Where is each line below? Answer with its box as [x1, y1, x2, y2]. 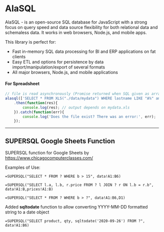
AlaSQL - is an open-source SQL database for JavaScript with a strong [5, 19, 147, 25]
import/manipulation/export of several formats [12, 64, 105, 70]
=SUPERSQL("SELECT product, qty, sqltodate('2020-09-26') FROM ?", [5, 219, 145, 224]
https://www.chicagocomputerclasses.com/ [5, 155, 94, 161]
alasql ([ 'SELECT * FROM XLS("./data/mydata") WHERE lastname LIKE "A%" [5, 96, 154, 101]
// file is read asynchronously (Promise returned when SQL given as [5, 92, 150, 96]
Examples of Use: [5, 164, 41, 170]
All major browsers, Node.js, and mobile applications [12, 69, 118, 75]
